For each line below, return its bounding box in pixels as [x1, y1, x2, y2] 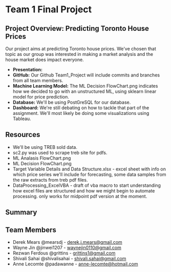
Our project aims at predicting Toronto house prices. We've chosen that [5, 46, 156, 52]
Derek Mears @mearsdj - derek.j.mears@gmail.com [12, 239, 123, 245]
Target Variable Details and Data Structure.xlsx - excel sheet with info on [12, 166, 166, 172]
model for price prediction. [12, 94, 69, 100]
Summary [5, 208, 37, 217]
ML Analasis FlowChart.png [12, 155, 71, 161]
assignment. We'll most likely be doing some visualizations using [12, 110, 149, 116]
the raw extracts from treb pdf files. [12, 177, 88, 183]
